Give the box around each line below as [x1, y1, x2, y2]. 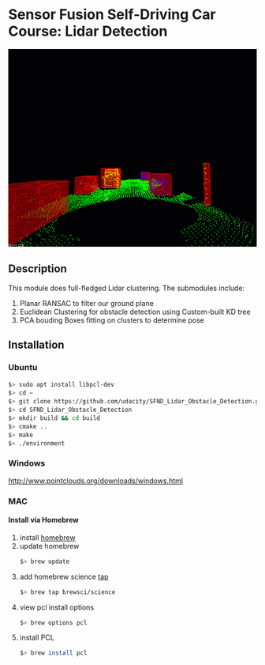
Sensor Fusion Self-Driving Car [8, 6, 216, 24]
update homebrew [19, 541, 80, 550]
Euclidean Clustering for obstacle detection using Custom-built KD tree [19, 307, 251, 316]
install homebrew [19, 532, 77, 542]
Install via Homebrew [8, 516, 79, 525]
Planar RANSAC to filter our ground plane [19, 298, 154, 308]
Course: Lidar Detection [8, 22, 168, 40]
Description [8, 263, 67, 276]
